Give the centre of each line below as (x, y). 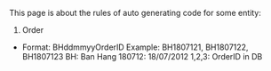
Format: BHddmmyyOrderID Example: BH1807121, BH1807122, (135, 47)
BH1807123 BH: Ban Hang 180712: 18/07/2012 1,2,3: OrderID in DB (142, 56)
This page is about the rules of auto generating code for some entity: (135, 13)
